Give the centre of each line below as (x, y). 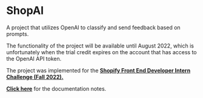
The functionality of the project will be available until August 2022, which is (100, 46)
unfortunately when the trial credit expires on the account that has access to (101, 52)
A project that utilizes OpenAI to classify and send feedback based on (93, 27)
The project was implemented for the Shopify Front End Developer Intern (98, 70)
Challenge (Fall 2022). (35, 77)
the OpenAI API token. (34, 58)
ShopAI (25, 11)
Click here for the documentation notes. (56, 88)
